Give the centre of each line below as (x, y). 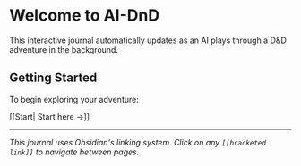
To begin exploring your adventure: (74, 99)
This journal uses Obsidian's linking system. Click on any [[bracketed (138, 142)
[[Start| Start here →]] (50, 116)
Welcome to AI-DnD (84, 16)
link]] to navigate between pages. (74, 152)
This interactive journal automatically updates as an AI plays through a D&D (148, 40)
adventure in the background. (64, 49)
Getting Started (53, 78)
